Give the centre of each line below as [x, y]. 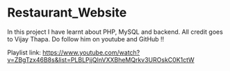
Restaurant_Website [67, 13]
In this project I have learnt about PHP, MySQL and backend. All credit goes [115, 32]
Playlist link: [24, 52]
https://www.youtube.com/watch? [91, 52]
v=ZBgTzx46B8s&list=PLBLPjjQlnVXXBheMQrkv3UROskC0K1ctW [101, 59]
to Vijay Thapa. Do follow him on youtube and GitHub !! [86, 39]
